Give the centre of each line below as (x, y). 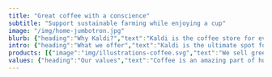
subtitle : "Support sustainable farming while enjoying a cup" (117, 23)
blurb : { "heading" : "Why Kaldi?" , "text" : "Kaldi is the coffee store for (132, 38)
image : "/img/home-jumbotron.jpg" (67, 30)
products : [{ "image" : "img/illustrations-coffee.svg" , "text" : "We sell (128, 53)
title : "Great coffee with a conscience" (79, 16)
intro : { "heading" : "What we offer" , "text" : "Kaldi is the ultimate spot (132, 46)
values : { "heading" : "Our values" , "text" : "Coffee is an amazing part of (132, 61)
